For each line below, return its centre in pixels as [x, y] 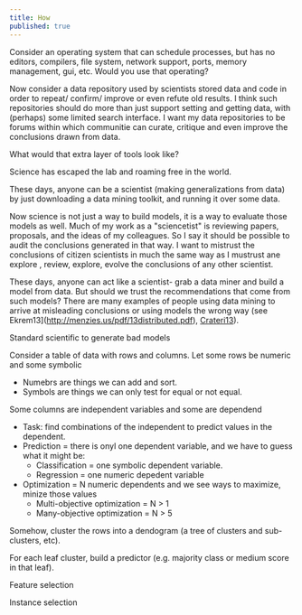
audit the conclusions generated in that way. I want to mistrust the [132, 245]
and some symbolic [46, 364]
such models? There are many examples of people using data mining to [142, 301]
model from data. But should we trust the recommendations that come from [150, 291]
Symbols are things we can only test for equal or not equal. [132, 391]
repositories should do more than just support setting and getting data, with [150, 107]
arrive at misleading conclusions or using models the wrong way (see [139, 310]
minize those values [60, 494]
